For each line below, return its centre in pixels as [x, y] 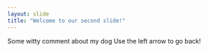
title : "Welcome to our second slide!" [67, 21]
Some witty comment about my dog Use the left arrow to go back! [104, 41]
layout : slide [28, 14]
